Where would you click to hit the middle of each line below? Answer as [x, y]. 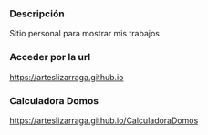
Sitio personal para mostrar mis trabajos [84, 34]
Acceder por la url [50, 57]
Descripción [37, 14]
